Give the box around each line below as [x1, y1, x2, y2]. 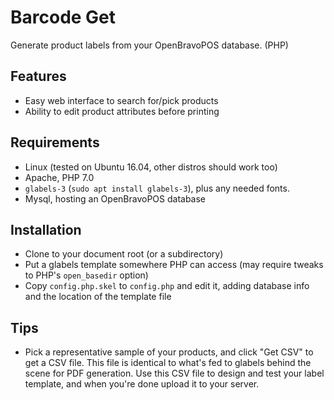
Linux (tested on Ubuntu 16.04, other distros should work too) [24, 161, 278, 173]
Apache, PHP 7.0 [24, 171, 95, 183]
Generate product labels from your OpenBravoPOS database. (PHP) [10, 39, 289, 51]
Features [10, 68, 67, 85]
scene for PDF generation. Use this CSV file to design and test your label [24, 367, 325, 380]
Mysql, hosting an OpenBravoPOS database [24, 192, 207, 205]
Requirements [10, 134, 100, 151]
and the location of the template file [24, 291, 172, 303]
